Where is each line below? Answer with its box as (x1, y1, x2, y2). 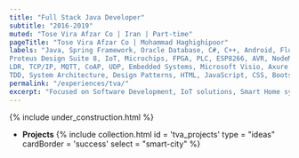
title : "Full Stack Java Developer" (9, 12, 145, 22)
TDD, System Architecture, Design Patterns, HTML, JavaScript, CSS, (9, 71, 269, 80)
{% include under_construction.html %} (9, 112, 154, 122)
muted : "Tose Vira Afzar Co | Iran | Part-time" (9, 29, 193, 38)
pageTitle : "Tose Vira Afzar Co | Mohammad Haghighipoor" (9, 37, 229, 47)
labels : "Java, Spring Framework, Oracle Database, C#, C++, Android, (9, 46, 277, 55)
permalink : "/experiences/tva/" (9, 79, 129, 88)
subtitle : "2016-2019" (9, 21, 93, 30)
